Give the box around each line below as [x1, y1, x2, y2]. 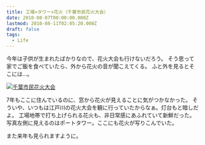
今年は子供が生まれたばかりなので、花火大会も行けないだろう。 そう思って [6, 55, 195, 62]
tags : [6, 32, 20, 38]
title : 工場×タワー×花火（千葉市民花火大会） [6, 9, 109, 15]
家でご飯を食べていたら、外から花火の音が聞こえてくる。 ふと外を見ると [6, 62, 190, 70]
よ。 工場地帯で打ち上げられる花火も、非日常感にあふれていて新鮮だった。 [6, 111, 195, 119]
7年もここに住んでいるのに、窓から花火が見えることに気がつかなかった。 [6, 96, 192, 103]
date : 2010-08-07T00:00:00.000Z [6, 15, 89, 21]
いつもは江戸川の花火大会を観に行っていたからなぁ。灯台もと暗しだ [27, 104, 199, 111]
